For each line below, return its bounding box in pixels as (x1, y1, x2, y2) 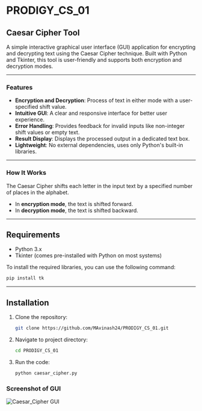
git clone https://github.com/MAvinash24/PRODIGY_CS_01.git (14, 325, 169, 331)
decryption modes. (6, 62, 54, 70)
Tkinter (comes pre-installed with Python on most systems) (14, 252, 162, 259)
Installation (6, 297, 49, 308)
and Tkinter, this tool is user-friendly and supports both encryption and (6, 56, 182, 63)
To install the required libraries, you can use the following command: (6, 264, 176, 271)
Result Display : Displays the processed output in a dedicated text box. (14, 135, 190, 142)
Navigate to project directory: (14, 336, 88, 343)
